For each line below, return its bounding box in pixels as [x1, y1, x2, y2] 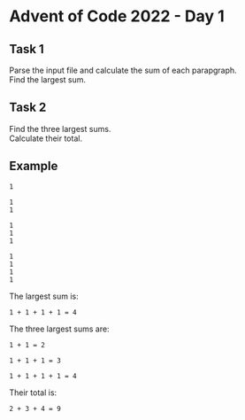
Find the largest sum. [9, 74, 87, 85]
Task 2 [9, 100, 47, 115]
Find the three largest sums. [9, 123, 111, 134]
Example [9, 159, 58, 174]
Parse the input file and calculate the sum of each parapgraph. [9, 65, 237, 75]
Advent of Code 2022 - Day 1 [9, 6, 225, 27]
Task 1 [9, 42, 44, 57]
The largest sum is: [9, 291, 80, 301]
